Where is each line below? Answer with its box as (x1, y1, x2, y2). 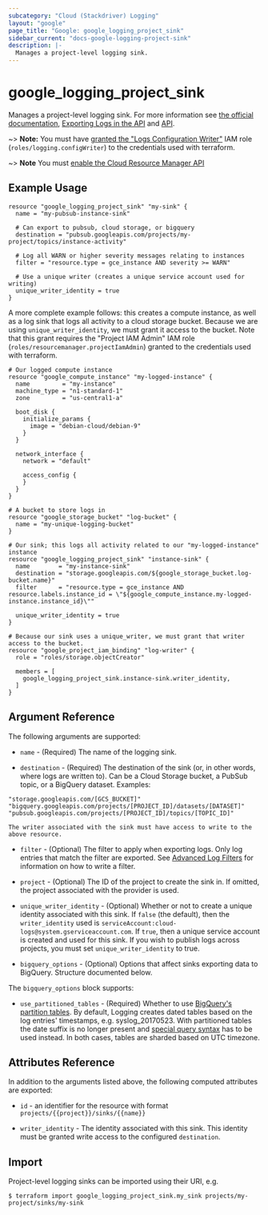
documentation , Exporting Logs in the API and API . (8, 118, 175, 128)
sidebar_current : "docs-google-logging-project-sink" (8, 34, 192, 42)
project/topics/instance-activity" (8, 237, 127, 245)
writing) (8, 280, 38, 288)
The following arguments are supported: (8, 731, 142, 741)
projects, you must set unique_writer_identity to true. (19, 943, 200, 953)
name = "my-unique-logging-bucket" (15, 520, 134, 528)
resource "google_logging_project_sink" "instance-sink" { (8, 555, 210, 563)
